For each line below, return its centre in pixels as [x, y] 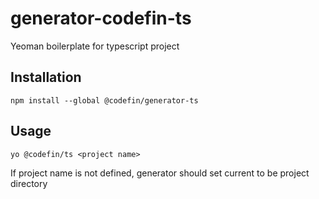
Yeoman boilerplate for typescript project [95, 46]
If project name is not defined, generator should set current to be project [160, 173]
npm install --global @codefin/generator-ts [104, 100]
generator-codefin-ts [101, 18]
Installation [46, 77]
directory [29, 183]
